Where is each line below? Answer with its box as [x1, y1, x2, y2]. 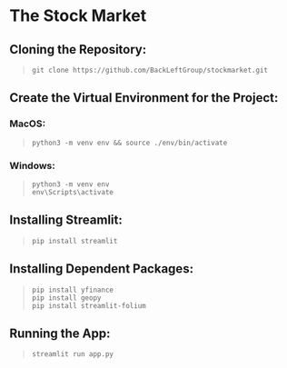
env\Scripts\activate [31, 187, 114, 196]
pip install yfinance [31, 285, 114, 294]
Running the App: [9, 326, 111, 341]
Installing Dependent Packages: [9, 261, 193, 277]
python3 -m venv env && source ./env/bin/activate [31, 138, 228, 147]
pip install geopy [31, 293, 102, 303]
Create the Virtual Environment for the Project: [9, 90, 279, 105]
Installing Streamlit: [9, 213, 123, 228]
